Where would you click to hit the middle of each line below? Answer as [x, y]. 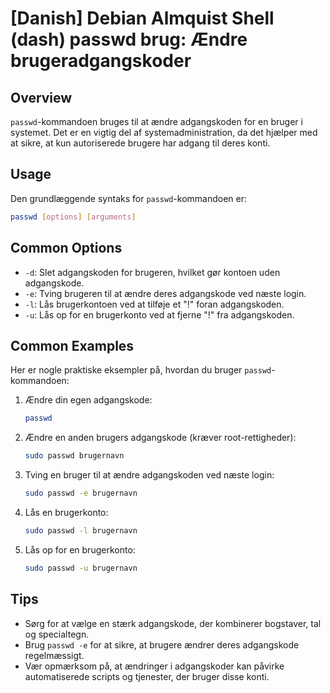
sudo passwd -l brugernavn [81, 530]
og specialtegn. [57, 634]
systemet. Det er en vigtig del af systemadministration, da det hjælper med [164, 132]
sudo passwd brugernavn [74, 456]
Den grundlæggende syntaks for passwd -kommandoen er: [129, 198]
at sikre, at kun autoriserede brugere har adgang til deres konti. [140, 143]
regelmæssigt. [54, 655]
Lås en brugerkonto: [66, 512]
